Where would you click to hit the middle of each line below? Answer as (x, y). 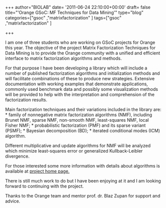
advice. (13, 201)
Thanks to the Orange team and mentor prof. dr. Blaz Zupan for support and (83, 196)
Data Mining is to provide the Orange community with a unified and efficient (83, 53)
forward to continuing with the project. (44, 186)
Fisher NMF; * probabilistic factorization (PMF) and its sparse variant (76, 125)
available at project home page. (37, 171)
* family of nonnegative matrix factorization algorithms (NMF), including (79, 115)
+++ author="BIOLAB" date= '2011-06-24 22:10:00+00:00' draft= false (78, 7)
